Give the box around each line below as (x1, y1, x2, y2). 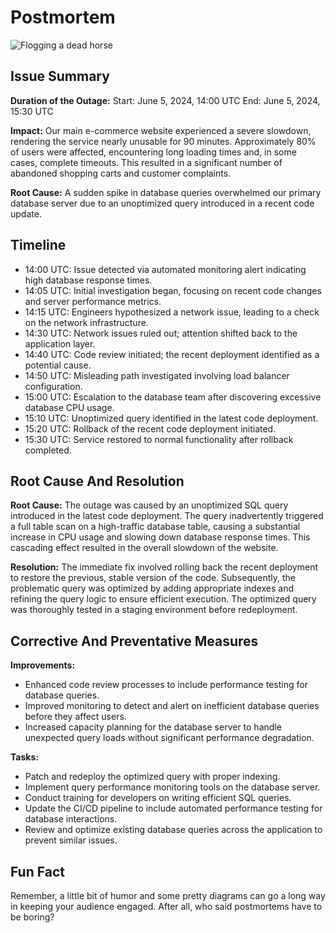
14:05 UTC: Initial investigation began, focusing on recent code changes (24, 284, 322, 296)
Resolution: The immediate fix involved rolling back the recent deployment (10, 561, 318, 573)
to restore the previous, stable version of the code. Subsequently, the (10, 572, 296, 584)
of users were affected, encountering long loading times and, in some (10, 146, 297, 158)
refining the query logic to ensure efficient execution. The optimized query (10, 593, 317, 605)
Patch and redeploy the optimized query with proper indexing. (24, 771, 281, 783)
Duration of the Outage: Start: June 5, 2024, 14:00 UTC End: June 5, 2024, (10, 94, 321, 106)
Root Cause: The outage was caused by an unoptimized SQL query (10, 499, 289, 511)
